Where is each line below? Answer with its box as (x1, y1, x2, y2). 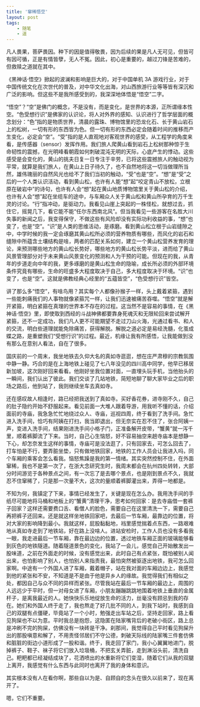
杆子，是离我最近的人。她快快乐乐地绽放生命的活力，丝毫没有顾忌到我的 (6, 595, 183, 602)
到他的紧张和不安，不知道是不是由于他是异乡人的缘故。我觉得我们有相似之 (6, 572, 189, 579)
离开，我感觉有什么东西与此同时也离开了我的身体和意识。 (11, 662, 152, 669)
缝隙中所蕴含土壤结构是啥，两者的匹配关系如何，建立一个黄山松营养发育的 (6, 238, 189, 245)
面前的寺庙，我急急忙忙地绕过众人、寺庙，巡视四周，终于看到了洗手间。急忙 (6, 410, 194, 417)
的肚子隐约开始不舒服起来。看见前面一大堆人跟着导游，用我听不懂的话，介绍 (6, 402, 194, 410)
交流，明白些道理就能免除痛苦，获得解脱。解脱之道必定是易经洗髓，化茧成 (11, 325, 194, 332)
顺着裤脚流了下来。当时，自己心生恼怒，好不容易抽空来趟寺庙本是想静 (16, 432, 189, 439)
